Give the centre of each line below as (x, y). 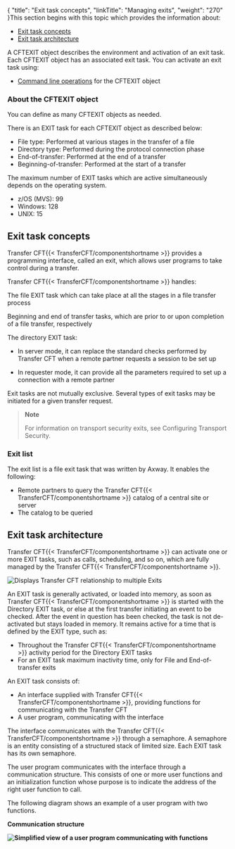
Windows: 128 (38, 206)
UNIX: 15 (30, 214)
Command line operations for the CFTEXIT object (89, 81)
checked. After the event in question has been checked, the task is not (110, 617)
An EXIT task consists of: (44, 681)
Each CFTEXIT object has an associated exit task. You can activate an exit (114, 60)
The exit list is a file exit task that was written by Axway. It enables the (108, 469)
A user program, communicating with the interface (90, 717)
